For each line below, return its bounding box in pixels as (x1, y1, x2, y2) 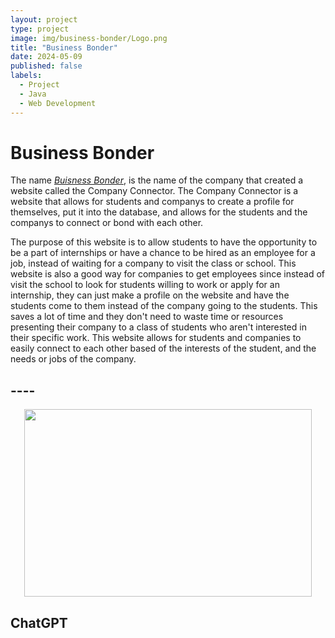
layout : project (10, 14, 78, 25)
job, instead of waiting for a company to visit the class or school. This (10, 257, 297, 270)
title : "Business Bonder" (10, 42, 118, 53)
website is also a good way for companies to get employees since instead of (10, 268, 325, 280)
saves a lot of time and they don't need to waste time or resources (10, 311, 284, 323)
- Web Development (19, 98, 97, 108)
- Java (19, 89, 47, 99)
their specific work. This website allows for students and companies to (10, 332, 302, 344)
